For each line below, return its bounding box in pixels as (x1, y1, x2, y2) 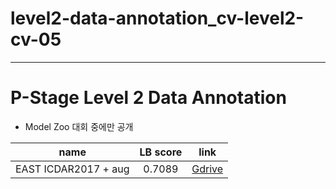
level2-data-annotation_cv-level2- (10, 7, 305, 30)
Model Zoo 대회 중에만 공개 (24, 120, 134, 132)
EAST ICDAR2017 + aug (15, 162, 130, 176)
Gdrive (191, 162, 224, 176)
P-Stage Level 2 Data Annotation (10, 87, 287, 109)
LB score (139, 145, 183, 159)
